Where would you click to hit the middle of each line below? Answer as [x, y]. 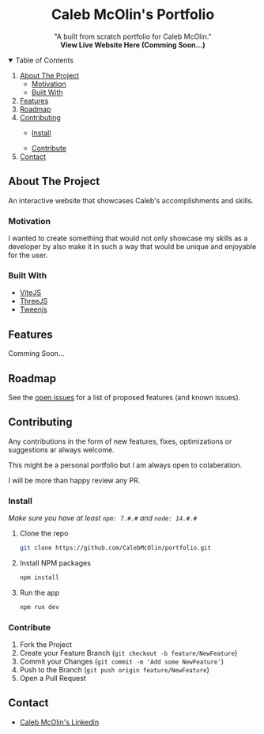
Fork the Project [46, 645]
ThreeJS [34, 301]
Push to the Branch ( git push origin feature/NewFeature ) [114, 670]
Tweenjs [33, 309]
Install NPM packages [55, 562]
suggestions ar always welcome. [61, 449]
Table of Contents [44, 60]
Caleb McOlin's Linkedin [59, 722]
